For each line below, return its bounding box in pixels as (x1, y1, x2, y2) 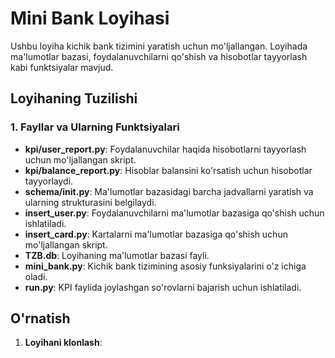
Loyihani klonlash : (24, 337, 103, 349)
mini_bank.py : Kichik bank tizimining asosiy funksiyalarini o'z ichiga (24, 260, 307, 272)
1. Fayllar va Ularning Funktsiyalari (10, 120, 180, 134)
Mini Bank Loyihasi (10, 7, 170, 30)
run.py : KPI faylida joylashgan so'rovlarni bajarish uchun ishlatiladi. (24, 281, 302, 293)
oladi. (24, 270, 48, 282)
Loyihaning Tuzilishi (10, 90, 138, 107)
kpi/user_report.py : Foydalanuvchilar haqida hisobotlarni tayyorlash (24, 143, 307, 155)
